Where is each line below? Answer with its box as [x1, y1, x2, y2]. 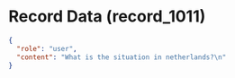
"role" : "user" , [16, 44, 77, 53]
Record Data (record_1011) [8, 6, 206, 27]
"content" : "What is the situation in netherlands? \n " [16, 52, 227, 62]
